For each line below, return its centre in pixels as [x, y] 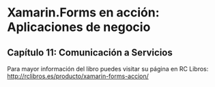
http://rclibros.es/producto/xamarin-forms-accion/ [78, 76]
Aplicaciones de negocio [79, 27]
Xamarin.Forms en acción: [83, 13]
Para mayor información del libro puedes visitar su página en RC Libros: [108, 69]
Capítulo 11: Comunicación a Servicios [90, 52]
